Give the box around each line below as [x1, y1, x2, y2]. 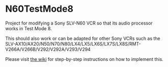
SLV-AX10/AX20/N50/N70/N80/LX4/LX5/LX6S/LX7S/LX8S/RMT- [5, 40, 141, 47]
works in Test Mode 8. [5, 25, 52, 31]
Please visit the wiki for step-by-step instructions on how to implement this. [5, 56, 164, 62]
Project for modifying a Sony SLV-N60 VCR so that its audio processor [5, 20, 153, 26]
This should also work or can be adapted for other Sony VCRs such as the [5, 35, 160, 41]
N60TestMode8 [5, 3, 74, 15]
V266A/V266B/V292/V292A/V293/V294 [5, 46, 91, 52]
